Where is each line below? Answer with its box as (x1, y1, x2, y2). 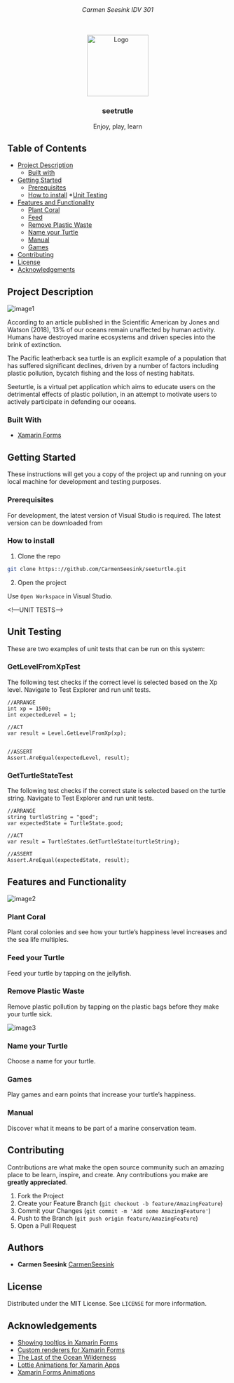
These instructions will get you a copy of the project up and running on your (7, 470, 226, 478)
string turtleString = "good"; (7, 814, 99, 821)
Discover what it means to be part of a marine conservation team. (7, 1124, 197, 1132)
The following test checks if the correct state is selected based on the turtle (7, 787, 226, 795)
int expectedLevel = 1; (7, 711, 77, 719)
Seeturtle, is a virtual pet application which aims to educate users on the (7, 383, 216, 391)
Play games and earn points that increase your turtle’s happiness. (7, 1090, 196, 1099)
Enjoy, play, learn (93, 122, 142, 131)
